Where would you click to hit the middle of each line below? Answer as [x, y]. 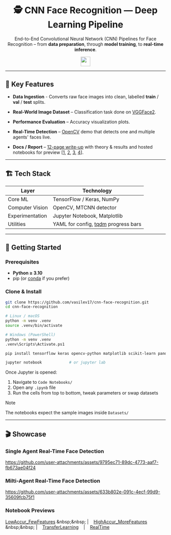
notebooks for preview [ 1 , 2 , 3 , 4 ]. [48, 152]
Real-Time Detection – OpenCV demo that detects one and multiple [84, 131]
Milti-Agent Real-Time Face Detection [53, 481]
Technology [97, 190]
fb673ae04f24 [21, 467]
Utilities [17, 224]
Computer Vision [28, 207]
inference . [85, 49]
